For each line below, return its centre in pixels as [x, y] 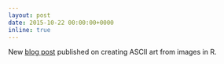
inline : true [29, 30]
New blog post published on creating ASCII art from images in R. [112, 52]
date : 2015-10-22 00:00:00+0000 [61, 23]
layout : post [29, 15]
